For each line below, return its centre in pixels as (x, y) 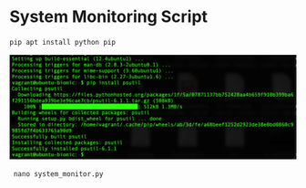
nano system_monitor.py (58, 174)
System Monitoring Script (108, 17)
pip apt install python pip (63, 42)
